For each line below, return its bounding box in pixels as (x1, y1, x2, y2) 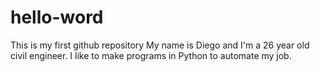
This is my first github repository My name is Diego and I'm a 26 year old (10, 39, 310, 51)
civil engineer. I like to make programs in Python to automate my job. (10, 49, 292, 61)
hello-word (10, 6, 104, 29)
